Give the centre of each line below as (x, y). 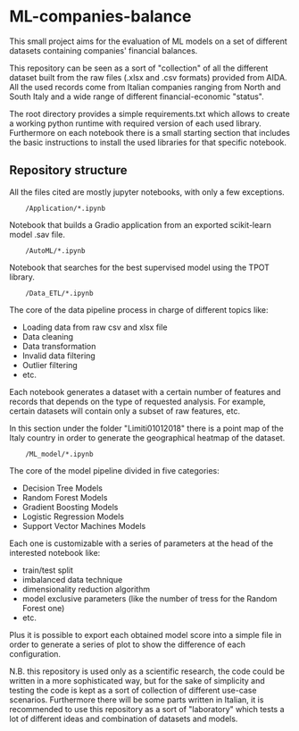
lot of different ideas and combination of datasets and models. (124, 718)
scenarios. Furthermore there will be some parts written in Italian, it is (137, 700)
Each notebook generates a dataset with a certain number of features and (145, 391)
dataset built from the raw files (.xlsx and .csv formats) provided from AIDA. (148, 77)
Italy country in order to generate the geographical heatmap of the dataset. (147, 437)
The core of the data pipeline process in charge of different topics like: (139, 309)
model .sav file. (37, 234)
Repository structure (68, 170)
